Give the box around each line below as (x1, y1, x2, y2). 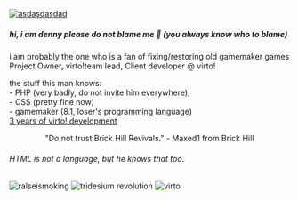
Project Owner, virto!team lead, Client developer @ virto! (9, 60, 216, 71)
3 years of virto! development (9, 116, 117, 126)
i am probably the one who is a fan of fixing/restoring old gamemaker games (9, 51, 290, 61)
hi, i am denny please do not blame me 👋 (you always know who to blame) (9, 28, 288, 39)
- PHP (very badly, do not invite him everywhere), (9, 87, 190, 98)
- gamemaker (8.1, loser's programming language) (9, 106, 193, 116)
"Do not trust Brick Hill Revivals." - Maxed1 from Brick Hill (44, 132, 254, 143)
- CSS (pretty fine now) (9, 96, 95, 107)
